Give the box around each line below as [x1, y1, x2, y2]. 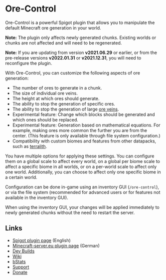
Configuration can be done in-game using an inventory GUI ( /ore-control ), [5, 183, 160, 190]
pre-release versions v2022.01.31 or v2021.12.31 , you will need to [5, 54, 142, 60]
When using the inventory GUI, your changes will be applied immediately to [5, 204, 160, 210]
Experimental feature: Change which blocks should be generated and [12, 111, 155, 117]
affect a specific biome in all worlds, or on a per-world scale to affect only [5, 163, 157, 169]
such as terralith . [12, 143, 47, 149]
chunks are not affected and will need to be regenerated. [5, 39, 122, 45]
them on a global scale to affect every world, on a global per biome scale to [5, 158, 161, 164]
